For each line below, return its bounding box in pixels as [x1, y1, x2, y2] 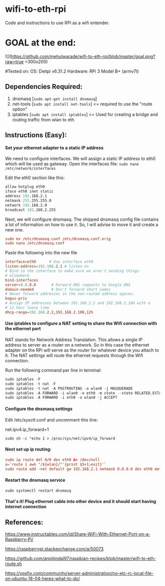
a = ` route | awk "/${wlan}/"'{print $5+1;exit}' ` [5, 462, 107, 467]
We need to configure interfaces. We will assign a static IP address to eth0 [5, 156, 156, 161]
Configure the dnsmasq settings [5, 406, 73, 412]
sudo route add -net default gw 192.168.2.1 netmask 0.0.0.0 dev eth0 [5, 467, 153, 471]
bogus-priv [5, 296, 27, 301]
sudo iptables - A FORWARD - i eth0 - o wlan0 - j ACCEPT [5, 395, 118, 400]
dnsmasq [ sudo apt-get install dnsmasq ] [12, 95, 97, 102]
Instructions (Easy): [5, 131, 67, 139]
